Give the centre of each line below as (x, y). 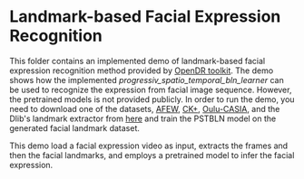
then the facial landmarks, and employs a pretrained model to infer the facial (152, 155)
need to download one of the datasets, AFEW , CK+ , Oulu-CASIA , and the (145, 108)
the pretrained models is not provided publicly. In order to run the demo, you (152, 99)
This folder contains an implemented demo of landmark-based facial (137, 61)
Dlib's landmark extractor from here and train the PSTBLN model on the (143, 118)
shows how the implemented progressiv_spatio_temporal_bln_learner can (147, 80)
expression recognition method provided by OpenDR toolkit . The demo (142, 71)
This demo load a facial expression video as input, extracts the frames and (149, 146)
